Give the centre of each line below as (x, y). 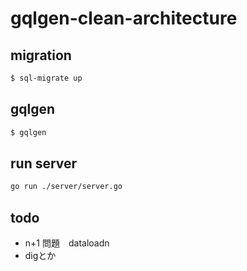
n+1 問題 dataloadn (67, 243)
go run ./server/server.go (66, 187)
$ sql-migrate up (46, 78)
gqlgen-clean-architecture (124, 18)
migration (41, 55)
